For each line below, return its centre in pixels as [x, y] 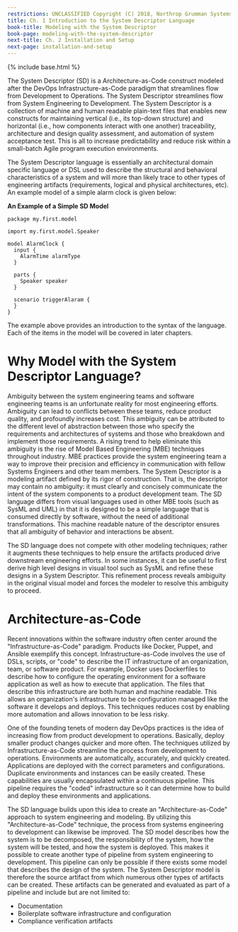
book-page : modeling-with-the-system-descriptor [80, 34]
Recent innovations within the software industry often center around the [112, 639]
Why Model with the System [92, 361]
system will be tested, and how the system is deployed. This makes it [108, 847]
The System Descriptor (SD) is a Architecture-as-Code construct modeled [115, 81]
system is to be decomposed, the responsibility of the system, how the [110, 839]
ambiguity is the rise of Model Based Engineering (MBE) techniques [106, 449]
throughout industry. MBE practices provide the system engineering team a [117, 456]
